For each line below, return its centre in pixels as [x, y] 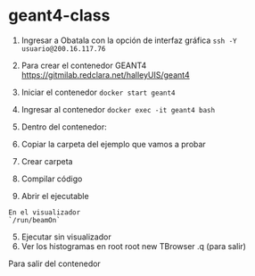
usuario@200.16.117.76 [63, 49]
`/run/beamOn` [35, 220]
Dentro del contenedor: [64, 127]
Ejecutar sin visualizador [66, 237]
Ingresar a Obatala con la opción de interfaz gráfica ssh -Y [129, 40]
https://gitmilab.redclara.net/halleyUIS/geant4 [105, 75]
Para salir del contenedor [55, 263]
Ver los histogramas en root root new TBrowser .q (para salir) [134, 246]
